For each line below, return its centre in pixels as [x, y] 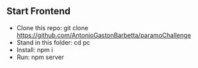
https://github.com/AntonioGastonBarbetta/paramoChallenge [104, 35]
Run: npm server [40, 57]
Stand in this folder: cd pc [53, 42]
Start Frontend [38, 11]
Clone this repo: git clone [52, 27]
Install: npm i [35, 49]
